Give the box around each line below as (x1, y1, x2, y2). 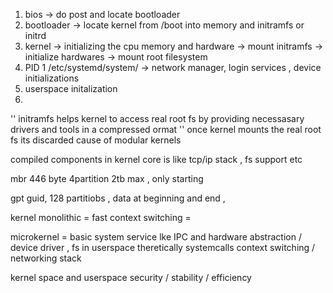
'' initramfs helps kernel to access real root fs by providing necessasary (10, 113, 305, 124)
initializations (24, 72, 80, 84)
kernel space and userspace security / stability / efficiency (10, 272, 252, 283)
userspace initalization (24, 83, 118, 94)
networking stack (10, 252, 82, 264)
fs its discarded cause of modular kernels (10, 134, 182, 146)
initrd (24, 30, 47, 41)
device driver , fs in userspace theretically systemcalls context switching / (10, 242, 316, 253)
